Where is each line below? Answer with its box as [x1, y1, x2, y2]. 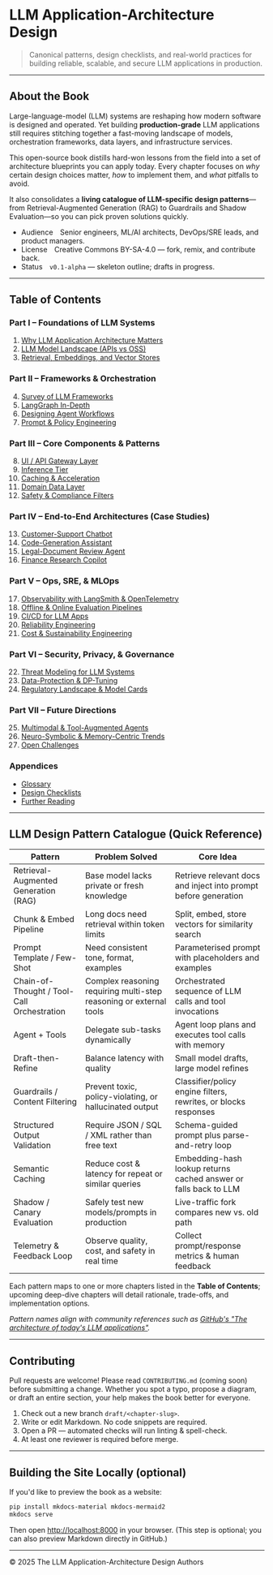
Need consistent [84, 942, 148, 953]
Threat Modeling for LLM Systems [20, 667, 135, 677]
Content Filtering [13, 1096, 78, 1108]
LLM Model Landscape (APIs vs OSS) [20, 344, 147, 354]
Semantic [13, 1163, 49, 1174]
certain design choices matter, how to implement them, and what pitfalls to [9, 170, 258, 179]
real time [84, 1255, 118, 1267]
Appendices [9, 760, 59, 772]
